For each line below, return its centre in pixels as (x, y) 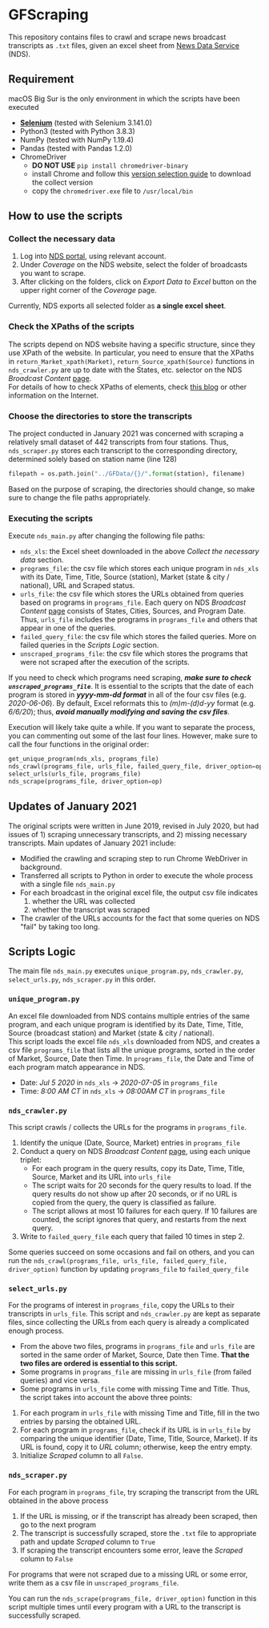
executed (24, 107)
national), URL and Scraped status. (77, 585)
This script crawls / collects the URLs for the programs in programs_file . (127, 1127)
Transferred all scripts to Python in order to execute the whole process (137, 875)
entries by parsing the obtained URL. (80, 1422)
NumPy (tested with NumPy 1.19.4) (77, 140)
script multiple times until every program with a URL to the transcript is (125, 1606)
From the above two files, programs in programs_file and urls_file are (137, 1347)
